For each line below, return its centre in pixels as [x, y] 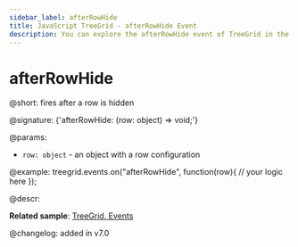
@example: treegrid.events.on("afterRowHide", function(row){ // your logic [146, 172]
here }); [23, 181]
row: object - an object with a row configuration [111, 155]
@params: [28, 137]
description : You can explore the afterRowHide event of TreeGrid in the [149, 34]
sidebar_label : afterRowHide [63, 17]
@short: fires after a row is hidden [72, 103]
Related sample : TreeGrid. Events [71, 216]
